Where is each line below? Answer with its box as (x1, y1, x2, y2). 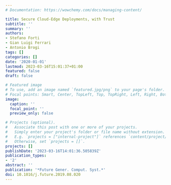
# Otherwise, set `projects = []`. (5, 139, 85, 144)
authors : (5, 31, 24, 36)
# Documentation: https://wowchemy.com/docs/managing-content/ (5, 7, 142, 13)
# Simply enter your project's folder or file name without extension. (5, 130, 165, 135)
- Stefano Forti (5, 36, 40, 41)
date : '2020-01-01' (5, 59, 47, 64)
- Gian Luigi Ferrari (5, 40, 51, 46)
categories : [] (5, 54, 38, 59)
